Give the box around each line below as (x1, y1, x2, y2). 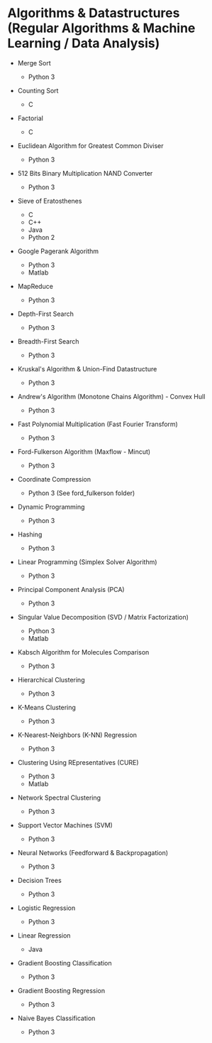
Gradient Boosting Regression (17, 986, 105, 995)
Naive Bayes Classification (17, 1014, 96, 1022)
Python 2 (28, 233, 55, 241)
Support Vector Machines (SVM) (17, 820, 113, 830)
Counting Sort (17, 86, 59, 95)
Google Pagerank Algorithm (17, 247, 99, 255)
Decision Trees (17, 876, 62, 884)
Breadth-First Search (17, 337, 79, 346)
